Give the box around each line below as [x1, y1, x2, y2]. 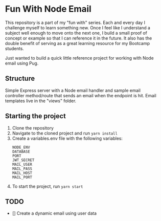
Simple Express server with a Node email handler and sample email [5, 87, 141, 93]
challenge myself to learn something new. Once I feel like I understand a [5, 24, 151, 30]
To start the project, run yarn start [12, 183, 83, 189]
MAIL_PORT [12, 175, 33, 179]
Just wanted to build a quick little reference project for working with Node [5, 55, 154, 61]
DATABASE [12, 149, 30, 154]
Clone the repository [12, 125, 54, 131]
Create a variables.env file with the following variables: [12, 135, 123, 141]
